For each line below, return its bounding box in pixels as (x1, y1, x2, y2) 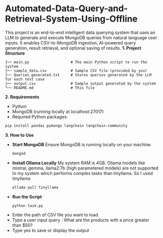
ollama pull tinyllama (12, 185, 59, 190)
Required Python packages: (12, 113, 68, 120)
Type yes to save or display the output (12, 228, 89, 234)
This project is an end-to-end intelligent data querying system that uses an (5, 29, 155, 35)
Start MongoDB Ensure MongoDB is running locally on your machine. (12, 141, 152, 147)
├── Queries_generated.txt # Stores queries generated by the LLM (5, 72, 152, 77)
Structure (5, 50, 25, 56)
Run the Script (12, 194, 42, 199)
